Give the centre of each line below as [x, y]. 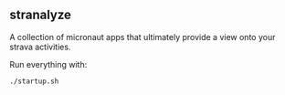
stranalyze [40, 15]
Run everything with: [48, 64]
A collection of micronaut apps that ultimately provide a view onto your [142, 37]
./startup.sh [34, 81]
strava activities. [40, 47]
